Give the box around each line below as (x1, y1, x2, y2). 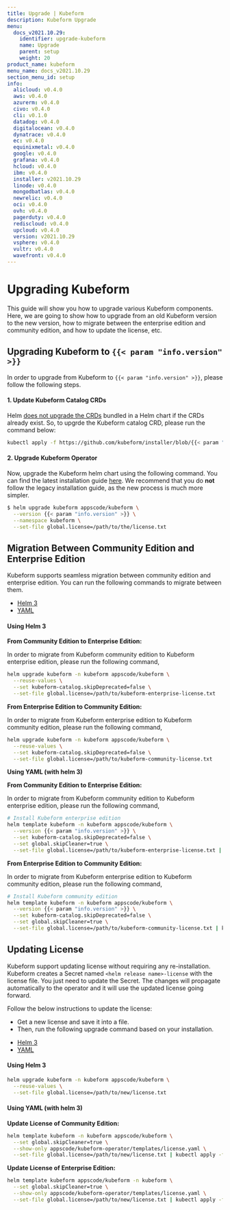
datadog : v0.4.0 (13, 118, 60, 125)
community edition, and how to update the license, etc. (7, 326, 162, 334)
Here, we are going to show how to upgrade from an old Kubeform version (7, 311, 217, 319)
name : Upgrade (19, 42, 60, 49)
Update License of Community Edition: (7, 1119, 120, 1127)
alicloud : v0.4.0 (13, 86, 63, 93)
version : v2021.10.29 (13, 233, 75, 240)
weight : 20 (19, 55, 51, 62)
